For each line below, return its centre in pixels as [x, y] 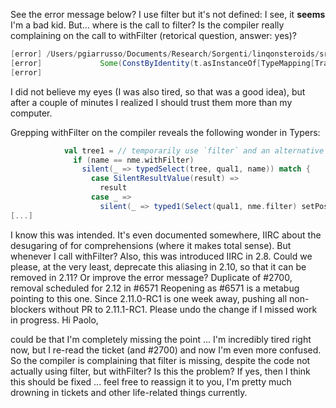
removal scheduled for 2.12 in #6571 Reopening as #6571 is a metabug [155, 288]
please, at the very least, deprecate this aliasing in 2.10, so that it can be [158, 266]
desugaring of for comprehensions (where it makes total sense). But [151, 245]
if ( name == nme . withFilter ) [134, 160]
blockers [28, 309]
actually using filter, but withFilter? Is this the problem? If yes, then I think [160, 371]
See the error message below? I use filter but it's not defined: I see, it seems [168, 14]
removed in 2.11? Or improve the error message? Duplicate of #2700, [151, 277]
